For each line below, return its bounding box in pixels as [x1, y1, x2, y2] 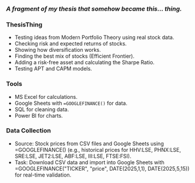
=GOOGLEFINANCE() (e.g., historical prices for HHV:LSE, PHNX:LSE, [14, 146, 181, 153]
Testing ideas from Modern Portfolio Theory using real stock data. [14, 34, 174, 41]
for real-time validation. [14, 171, 72, 178]
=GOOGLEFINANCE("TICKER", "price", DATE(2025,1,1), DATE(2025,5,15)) [14, 165, 190, 172]
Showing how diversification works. [14, 46, 101, 54]
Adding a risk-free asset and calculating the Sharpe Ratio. [14, 59, 154, 66]
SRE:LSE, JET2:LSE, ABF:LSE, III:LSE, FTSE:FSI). [14, 152, 132, 159]
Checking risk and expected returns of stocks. [14, 40, 127, 47]
